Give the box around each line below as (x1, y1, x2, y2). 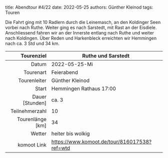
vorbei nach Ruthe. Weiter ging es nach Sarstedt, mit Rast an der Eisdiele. (5, 24, 157, 30)
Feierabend (51, 69, 78, 75)
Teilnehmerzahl (10, 107, 46, 114)
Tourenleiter (18, 77, 46, 84)
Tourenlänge (16, 116, 46, 122)
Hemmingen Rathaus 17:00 (51, 85, 116, 92)
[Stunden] (22, 99, 46, 106)
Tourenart (23, 69, 46, 75)
